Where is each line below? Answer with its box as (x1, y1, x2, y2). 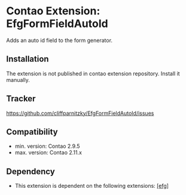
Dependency (6, 166, 55, 176)
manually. (6, 76, 30, 83)
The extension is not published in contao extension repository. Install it (6, 70, 181, 77)
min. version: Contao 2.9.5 (14, 142, 80, 150)
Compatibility (6, 127, 58, 137)
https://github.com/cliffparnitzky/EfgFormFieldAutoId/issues (6, 109, 154, 117)
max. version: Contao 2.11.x (14, 149, 83, 156)
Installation (6, 54, 49, 64)
